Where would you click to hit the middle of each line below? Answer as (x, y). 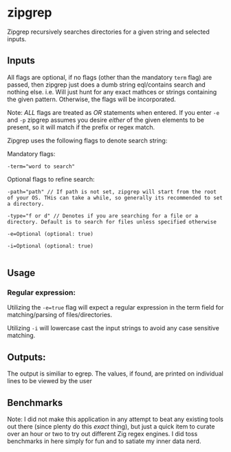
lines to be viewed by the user (50, 381)
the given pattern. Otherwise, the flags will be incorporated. (92, 99)
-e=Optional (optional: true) (51, 234)
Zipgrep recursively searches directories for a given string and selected (108, 32)
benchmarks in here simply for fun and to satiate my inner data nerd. (104, 441)
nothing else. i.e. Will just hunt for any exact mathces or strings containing (112, 92)
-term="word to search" (41, 166)
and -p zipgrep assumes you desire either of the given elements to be (106, 120)
